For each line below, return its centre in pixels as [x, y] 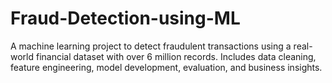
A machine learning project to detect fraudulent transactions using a [151, 46]
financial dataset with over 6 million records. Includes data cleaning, [176, 56]
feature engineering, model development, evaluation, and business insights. [166, 67]
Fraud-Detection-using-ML [125, 18]
